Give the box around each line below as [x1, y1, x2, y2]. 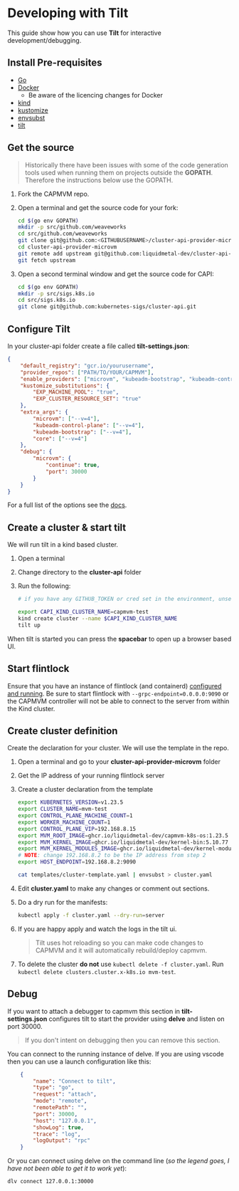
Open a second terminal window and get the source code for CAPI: [17, 269, 215, 278]
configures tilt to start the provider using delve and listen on [48, 1014, 225, 1023]
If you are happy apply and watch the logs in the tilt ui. [17, 924, 177, 933]
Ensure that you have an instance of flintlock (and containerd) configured [7, 681, 222, 690]
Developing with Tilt [7, 5, 129, 21]
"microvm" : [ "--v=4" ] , [33, 415, 100, 422]
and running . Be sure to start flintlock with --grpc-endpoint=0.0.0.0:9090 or [7, 689, 229, 698]
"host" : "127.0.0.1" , [33, 1117, 97, 1124]
